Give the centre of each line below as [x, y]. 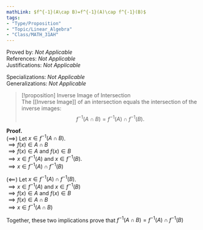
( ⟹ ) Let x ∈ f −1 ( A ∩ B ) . [36, 138]
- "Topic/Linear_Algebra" [39, 29]
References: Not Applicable [41, 59]
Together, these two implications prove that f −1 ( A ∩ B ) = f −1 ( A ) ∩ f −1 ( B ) [95, 220]
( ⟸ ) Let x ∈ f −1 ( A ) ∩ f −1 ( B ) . [41, 179]
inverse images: [41, 108]
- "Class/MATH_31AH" [33, 35]
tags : [13, 18]
